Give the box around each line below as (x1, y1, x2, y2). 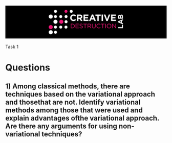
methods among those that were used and (5, 106, 143, 114)
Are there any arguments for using (5, 122, 118, 130)
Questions (5, 62, 50, 73)
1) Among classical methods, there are (5, 82, 131, 90)
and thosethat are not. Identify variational (5, 98, 141, 106)
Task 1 (5, 44, 19, 50)
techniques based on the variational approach (5, 90, 155, 99)
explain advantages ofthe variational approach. (5, 113, 160, 123)
